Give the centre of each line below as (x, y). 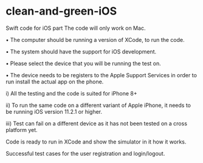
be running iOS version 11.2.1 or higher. (54, 111)
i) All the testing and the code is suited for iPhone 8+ (71, 93)
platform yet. (22, 130)
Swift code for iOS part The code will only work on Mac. (76, 28)
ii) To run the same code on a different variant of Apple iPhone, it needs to (98, 105)
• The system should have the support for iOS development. (81, 51)
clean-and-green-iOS (61, 11)
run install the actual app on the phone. (55, 81)
